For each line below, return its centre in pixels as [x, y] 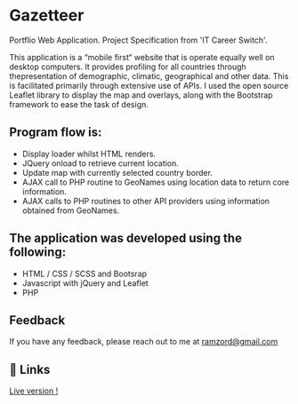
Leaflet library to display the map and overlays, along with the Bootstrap [141, 95]
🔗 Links [30, 369]
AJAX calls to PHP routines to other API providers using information [145, 201]
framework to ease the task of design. [79, 104]
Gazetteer [47, 16]
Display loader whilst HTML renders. [89, 154]
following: [38, 253]
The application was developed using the [126, 238]
